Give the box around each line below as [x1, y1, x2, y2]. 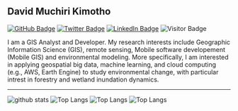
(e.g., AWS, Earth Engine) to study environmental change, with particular [7, 67, 219, 76]
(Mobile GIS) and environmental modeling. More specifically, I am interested [7, 53, 229, 61]
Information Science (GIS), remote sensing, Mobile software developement [7, 45, 225, 53]
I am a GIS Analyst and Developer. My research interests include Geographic [7, 38, 231, 46]
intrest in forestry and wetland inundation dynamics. [7, 75, 159, 84]
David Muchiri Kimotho [7, 6, 111, 18]
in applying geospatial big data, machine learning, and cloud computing [7, 60, 217, 69]
